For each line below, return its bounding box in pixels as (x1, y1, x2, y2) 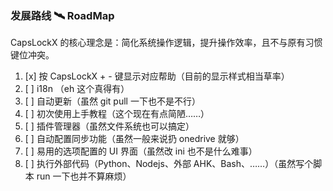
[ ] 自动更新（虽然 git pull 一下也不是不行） (24, 95, 201, 107)
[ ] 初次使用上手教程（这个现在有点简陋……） (24, 108, 210, 120)
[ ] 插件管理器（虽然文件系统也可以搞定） (24, 120, 195, 132)
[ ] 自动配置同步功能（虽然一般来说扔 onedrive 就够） (24, 133, 245, 145)
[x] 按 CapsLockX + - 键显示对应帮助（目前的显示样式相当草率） (24, 70, 290, 82)
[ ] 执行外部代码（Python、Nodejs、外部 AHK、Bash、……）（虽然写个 (24, 158, 314, 170)
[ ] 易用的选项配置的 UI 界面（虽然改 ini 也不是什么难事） (24, 145, 258, 157)
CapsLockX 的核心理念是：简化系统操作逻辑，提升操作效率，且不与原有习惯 (10, 37, 323, 49)
